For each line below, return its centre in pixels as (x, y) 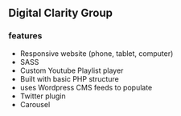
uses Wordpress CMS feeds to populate (86, 87)
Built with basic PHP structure (69, 78)
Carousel (35, 104)
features (25, 36)
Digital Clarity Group (60, 13)
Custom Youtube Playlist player (72, 70)
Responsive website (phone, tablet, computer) (97, 53)
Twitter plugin (43, 96)
